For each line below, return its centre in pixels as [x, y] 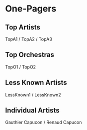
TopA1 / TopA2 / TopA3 [29, 39]
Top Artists [23, 27]
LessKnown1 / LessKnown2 [33, 94]
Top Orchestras [30, 55]
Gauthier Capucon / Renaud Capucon [43, 122]
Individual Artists [32, 110]
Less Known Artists [36, 83]
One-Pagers [31, 9]
